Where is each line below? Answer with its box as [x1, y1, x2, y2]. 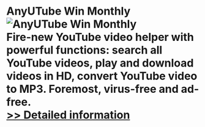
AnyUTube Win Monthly [6, 4, 131, 18]
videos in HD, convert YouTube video [6, 69, 198, 83]
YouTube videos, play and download [6, 56, 194, 70]
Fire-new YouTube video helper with [6, 31, 194, 44]
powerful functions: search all [6, 43, 163, 57]
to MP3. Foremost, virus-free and [6, 82, 179, 96]
